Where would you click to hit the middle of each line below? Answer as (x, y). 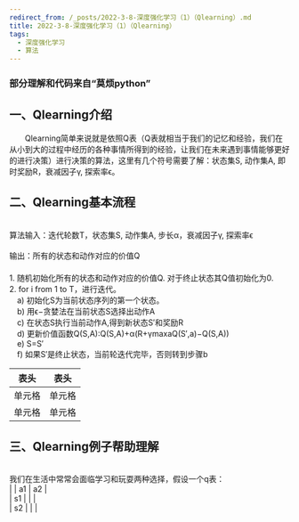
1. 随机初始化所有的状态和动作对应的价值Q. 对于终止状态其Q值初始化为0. (141, 278)
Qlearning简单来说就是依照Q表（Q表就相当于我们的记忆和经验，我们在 (154, 138)
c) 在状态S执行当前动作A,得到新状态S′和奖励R (101, 322)
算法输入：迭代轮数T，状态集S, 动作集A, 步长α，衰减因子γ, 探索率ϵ (131, 235)
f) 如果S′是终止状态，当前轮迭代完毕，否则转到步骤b (113, 354)
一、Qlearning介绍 (61, 115)
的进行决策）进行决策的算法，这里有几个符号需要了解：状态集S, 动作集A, (142, 160)
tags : (19, 34)
